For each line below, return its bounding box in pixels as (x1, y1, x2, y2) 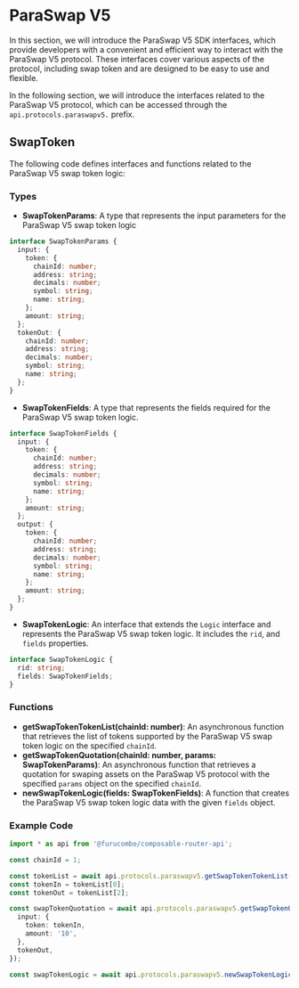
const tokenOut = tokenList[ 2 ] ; (9, 888, 129, 897)
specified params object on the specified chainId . (21, 778, 202, 788)
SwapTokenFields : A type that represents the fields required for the (21, 402, 271, 412)
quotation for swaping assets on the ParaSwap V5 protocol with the (21, 768, 270, 780)
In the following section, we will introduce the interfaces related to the (9, 90, 265, 101)
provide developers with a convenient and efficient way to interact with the (9, 44, 283, 54)
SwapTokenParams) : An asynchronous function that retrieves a (21, 759, 256, 770)
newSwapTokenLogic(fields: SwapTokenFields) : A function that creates (21, 788, 290, 798)
